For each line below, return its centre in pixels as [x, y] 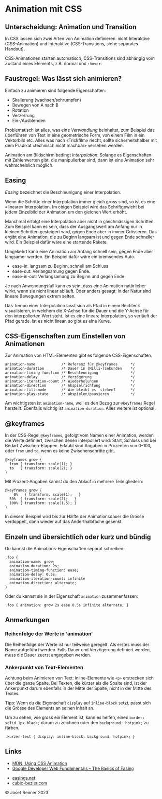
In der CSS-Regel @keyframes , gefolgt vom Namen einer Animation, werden [79, 435]
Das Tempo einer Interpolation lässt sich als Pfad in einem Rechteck [73, 305]
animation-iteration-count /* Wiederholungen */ [70, 382]
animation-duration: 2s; [34, 566]
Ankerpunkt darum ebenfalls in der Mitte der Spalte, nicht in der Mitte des [78, 688]
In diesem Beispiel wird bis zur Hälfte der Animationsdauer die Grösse [74, 517]
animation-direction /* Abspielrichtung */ [70, 386]
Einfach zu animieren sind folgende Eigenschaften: [56, 90]
